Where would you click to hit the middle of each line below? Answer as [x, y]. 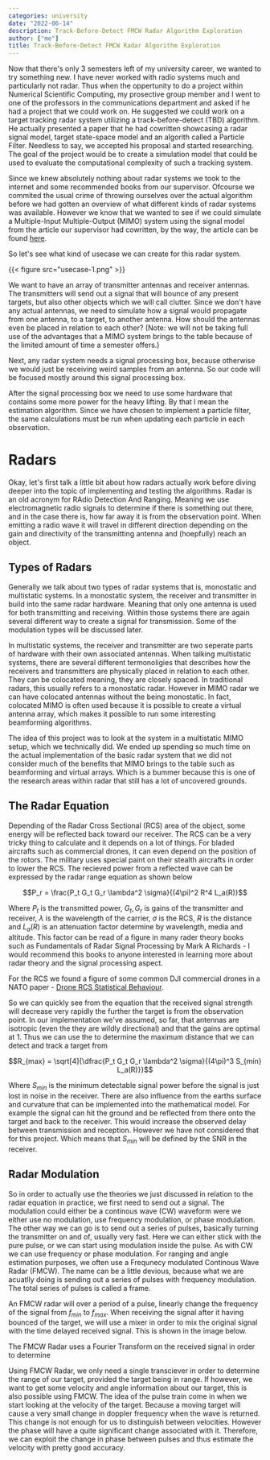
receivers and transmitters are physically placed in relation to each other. [129, 671]
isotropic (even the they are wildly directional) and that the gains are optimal [134, 1028]
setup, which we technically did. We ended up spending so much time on [129, 747]
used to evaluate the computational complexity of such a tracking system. [131, 163]
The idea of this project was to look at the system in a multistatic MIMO [126, 738]
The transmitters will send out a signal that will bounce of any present [123, 294]
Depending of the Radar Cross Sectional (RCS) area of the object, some [127, 825]
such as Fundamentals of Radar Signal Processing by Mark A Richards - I [129, 946]
